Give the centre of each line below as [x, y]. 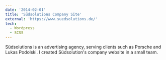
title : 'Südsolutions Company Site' [44, 14]
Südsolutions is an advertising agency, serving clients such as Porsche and [83, 47]
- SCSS [17, 33]
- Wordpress [22, 28]
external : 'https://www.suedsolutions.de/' [52, 19]
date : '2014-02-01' [26, 10]
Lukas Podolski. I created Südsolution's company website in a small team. [82, 52]
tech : [11, 24]
